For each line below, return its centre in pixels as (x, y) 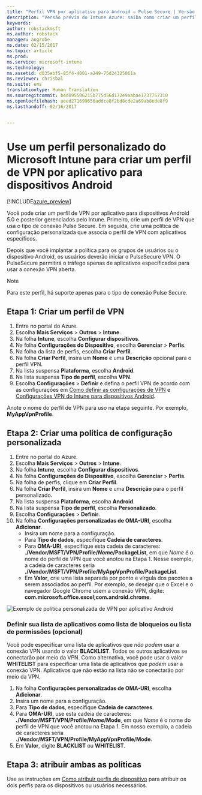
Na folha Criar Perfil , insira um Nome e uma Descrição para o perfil (99, 489)
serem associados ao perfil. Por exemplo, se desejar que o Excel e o (109, 584)
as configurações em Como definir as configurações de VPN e (93, 390)
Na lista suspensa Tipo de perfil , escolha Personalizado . (86, 508)
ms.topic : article (30, 51)
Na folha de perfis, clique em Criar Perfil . (67, 482)
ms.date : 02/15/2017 (33, 46)
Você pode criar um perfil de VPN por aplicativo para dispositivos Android (98, 213)
